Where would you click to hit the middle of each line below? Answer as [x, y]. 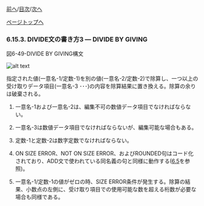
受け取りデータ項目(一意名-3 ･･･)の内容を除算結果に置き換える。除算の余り [101, 86]
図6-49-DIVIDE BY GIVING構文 [45, 54]
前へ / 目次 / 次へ [24, 9]
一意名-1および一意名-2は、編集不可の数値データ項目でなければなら [100, 107]
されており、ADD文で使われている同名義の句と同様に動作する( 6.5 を [100, 161]
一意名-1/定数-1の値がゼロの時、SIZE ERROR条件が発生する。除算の [100, 182]
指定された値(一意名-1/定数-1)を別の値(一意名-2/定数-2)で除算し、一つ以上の [102, 79]
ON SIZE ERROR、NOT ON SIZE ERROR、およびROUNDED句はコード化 [104, 153]
